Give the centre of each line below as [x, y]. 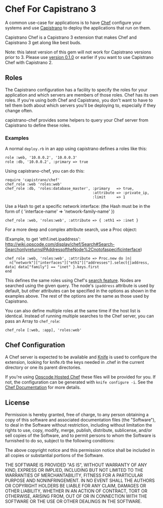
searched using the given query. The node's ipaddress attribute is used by [80, 286]
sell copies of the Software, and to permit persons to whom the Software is [81, 435]
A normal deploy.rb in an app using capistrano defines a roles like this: [76, 149]
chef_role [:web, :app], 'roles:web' [43, 330]
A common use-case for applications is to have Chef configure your [73, 23]
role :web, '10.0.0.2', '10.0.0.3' [41, 158]
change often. [19, 110]
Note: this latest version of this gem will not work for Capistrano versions [78, 52]
